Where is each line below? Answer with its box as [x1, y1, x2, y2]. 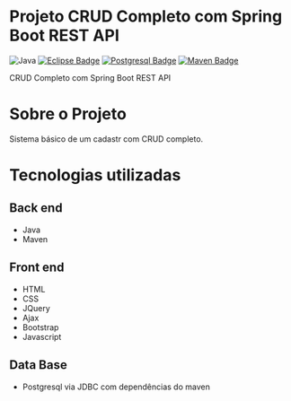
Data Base [9, 357, 67, 373]
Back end [9, 200, 63, 216]
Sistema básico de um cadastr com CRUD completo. [9, 133, 204, 144]
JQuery [22, 302, 51, 313]
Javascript [22, 331, 62, 342]
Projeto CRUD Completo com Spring [9, 6, 283, 27]
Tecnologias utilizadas [9, 165, 181, 186]
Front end [9, 260, 65, 275]
